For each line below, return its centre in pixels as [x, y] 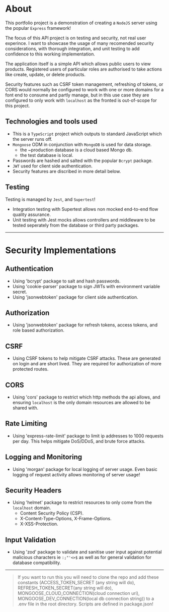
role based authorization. [38, 330]
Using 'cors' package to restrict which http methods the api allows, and [86, 397]
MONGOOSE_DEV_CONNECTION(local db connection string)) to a [86, 599]
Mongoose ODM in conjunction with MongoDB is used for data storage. [82, 144]
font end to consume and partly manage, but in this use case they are [77, 95]
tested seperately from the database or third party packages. [76, 225]
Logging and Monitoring [44, 457]
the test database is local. [47, 155]
